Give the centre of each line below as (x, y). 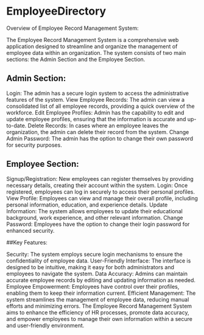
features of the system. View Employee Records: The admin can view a (95, 99)
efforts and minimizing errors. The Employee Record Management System (99, 306)
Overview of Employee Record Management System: (72, 28)
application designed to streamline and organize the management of (92, 46)
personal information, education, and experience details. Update (87, 205)
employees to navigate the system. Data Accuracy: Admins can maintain (97, 273)
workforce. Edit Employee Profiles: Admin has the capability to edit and (95, 112)
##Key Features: (27, 242)
